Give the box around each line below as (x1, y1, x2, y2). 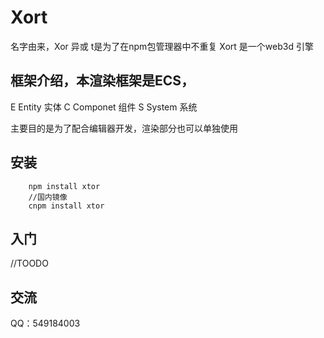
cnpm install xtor (28, 201, 105, 211)
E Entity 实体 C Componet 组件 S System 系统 (10, 101, 198, 113)
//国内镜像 (28, 192, 68, 202)
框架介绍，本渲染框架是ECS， (10, 72, 195, 90)
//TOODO (10, 257, 49, 270)
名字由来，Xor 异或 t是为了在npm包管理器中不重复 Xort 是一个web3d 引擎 (10, 40, 314, 52)
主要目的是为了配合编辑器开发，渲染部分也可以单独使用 (10, 122, 238, 134)
